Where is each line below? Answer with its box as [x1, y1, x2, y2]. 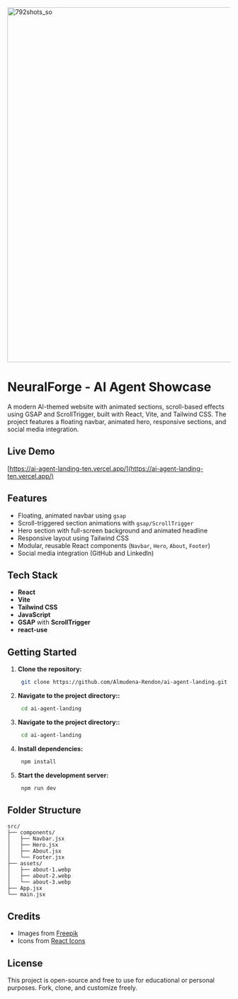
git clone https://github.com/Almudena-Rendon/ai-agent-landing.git [21, 679, 228, 686]
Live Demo [7, 445, 55, 457]
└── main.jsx [7, 891, 46, 898]
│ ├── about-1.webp [7, 867, 72, 874]
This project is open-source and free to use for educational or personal [7, 976, 215, 984]
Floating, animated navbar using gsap [17, 511, 126, 520]
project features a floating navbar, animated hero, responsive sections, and [7, 417, 227, 426]
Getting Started [7, 646, 77, 658]
